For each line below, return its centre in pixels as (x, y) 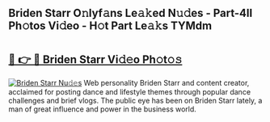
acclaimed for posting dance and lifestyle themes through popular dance (130, 92)
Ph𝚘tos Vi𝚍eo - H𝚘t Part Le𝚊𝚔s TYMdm (110, 26)
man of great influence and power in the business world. (102, 109)
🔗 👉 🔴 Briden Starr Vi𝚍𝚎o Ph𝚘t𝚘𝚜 (95, 59)
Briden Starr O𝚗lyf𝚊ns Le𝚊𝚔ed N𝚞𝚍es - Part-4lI (131, 13)
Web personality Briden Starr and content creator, (167, 83)
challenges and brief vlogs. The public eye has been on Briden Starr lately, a (135, 101)
